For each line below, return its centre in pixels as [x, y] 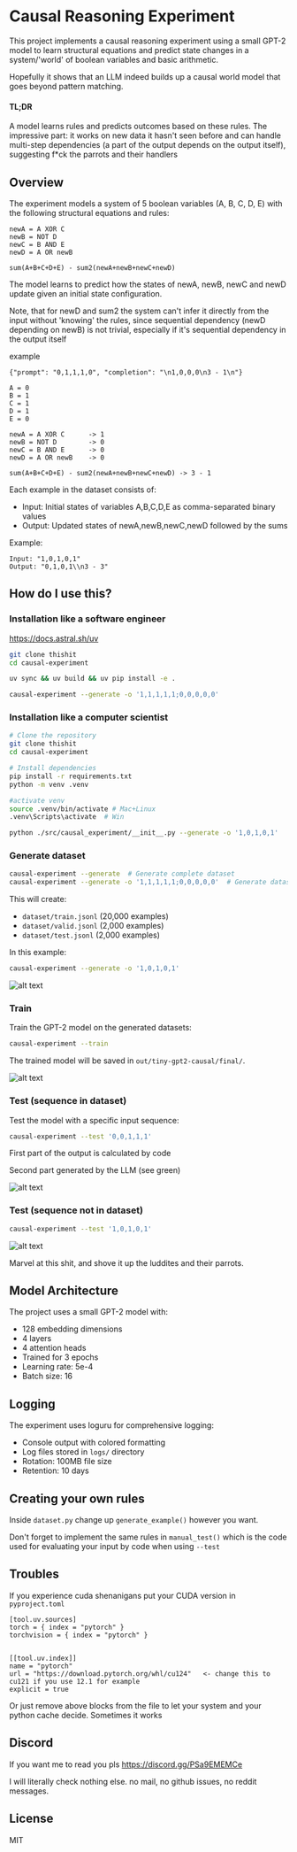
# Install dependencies [53, 768]
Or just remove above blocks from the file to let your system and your [136, 1705]
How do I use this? [61, 594]
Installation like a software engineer [88, 619]
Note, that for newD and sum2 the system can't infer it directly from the [139, 311]
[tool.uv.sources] [43, 1619]
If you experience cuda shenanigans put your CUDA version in [122, 1595]
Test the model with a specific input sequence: [94, 1120]
